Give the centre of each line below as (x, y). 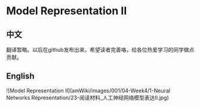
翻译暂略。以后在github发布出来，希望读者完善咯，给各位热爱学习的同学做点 (100, 50)
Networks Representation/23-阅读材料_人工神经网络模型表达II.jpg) (87, 97)
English (20, 76)
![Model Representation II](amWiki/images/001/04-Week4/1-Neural (88, 90)
